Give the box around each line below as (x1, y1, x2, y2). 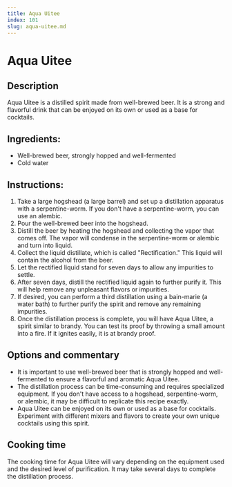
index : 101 (7, 17, 39, 23)
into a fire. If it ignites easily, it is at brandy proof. (17, 330, 157, 337)
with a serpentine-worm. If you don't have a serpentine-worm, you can (17, 204, 220, 213)
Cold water (17, 159, 49, 167)
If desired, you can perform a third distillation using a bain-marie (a (17, 293, 208, 300)
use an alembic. (17, 212, 63, 220)
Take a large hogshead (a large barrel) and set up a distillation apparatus (17, 198, 224, 205)
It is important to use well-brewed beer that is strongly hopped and (17, 367, 208, 376)
